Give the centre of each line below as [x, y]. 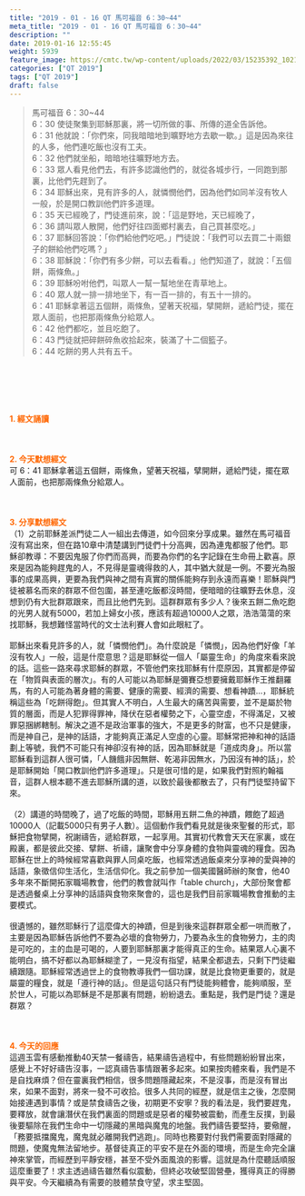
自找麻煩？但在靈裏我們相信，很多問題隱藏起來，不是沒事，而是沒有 [144, 1080]
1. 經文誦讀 [30, 418]
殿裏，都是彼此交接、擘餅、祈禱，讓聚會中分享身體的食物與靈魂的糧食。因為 [152, 848]
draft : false [34, 85]
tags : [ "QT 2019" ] [44, 77]
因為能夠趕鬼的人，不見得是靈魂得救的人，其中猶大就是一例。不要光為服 [160, 567]
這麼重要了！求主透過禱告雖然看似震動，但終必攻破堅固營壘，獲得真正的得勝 [152, 1171]
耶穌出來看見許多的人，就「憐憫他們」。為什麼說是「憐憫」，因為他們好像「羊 [152, 645]
